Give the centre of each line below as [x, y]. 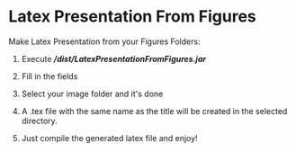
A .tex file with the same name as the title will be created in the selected [154, 111]
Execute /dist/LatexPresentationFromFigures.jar [114, 58]
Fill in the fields [49, 76]
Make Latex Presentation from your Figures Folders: [104, 41]
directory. [39, 121]
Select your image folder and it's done [92, 94]
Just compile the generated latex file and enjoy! [110, 138]
